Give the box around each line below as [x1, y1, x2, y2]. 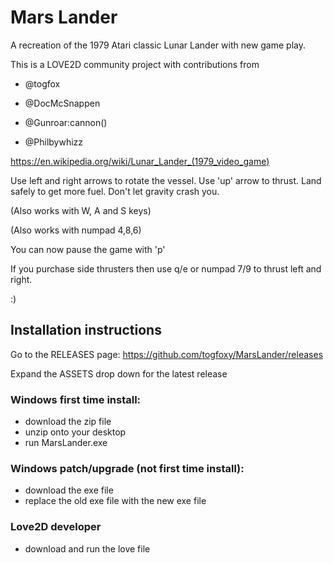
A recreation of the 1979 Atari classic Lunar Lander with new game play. [10, 39, 306, 51]
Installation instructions [10, 322, 162, 339]
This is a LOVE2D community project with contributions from [10, 58, 260, 70]
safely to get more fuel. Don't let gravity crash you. [10, 185, 220, 197]
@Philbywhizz [24, 136, 84, 148]
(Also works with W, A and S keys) [10, 204, 152, 216]
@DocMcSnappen [24, 97, 101, 109]
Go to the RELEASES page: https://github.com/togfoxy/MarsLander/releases [10, 348, 324, 360]
